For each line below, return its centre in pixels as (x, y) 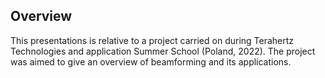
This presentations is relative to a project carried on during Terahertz (152, 40)
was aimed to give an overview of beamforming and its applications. (151, 61)
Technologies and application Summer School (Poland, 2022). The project (163, 51)
